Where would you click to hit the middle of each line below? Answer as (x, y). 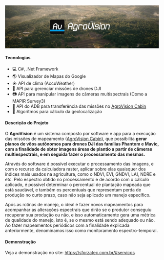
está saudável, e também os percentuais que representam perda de (73, 190)
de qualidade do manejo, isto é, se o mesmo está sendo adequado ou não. (80, 220)
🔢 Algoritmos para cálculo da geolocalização (57, 111)
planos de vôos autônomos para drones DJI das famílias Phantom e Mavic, (82, 144)
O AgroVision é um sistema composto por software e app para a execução (81, 134)
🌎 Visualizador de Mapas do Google (49, 76)
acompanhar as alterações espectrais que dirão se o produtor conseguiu (78, 210)
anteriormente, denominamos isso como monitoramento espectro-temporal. (82, 231)
